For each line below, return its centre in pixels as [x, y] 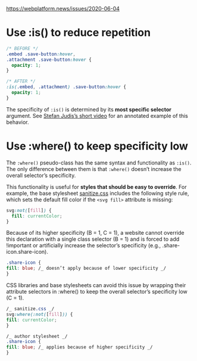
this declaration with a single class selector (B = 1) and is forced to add [93, 239]
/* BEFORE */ [22, 48]
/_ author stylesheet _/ [37, 336]
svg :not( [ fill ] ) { [29, 210]
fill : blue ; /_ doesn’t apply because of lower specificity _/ [86, 268]
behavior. [18, 122]
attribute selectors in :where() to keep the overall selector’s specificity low [97, 292]
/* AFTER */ [21, 82]
